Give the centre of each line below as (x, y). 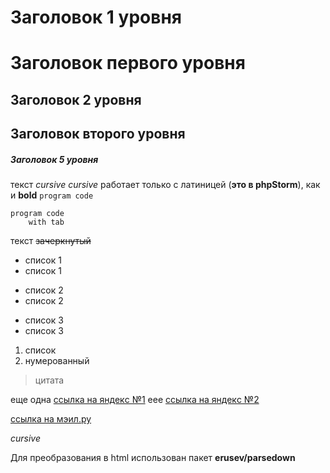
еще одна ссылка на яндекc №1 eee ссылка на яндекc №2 (135, 400)
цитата (49, 380)
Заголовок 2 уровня (76, 99)
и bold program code (52, 195)
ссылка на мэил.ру (51, 419)
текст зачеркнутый (51, 241)
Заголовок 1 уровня (96, 17)
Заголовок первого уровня (128, 63)
